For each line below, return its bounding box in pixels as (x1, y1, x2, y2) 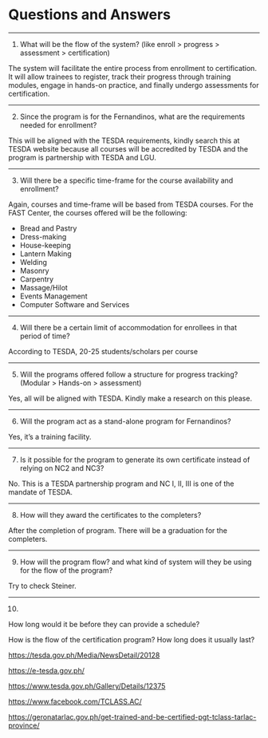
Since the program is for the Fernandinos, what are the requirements (19, 112, 246, 121)
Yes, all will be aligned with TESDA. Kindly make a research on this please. (8, 393, 253, 403)
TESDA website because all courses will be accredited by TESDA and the (8, 144, 249, 153)
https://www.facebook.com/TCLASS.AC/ (8, 697, 142, 706)
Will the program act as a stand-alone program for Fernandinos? (19, 416, 231, 426)
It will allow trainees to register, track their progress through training (8, 72, 231, 81)
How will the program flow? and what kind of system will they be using (19, 557, 252, 566)
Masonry (19, 266, 49, 275)
